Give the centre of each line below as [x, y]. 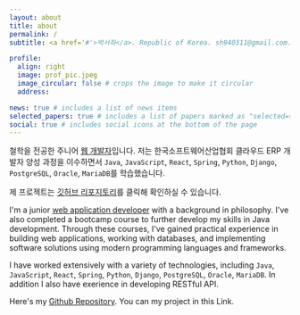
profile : [25, 59]
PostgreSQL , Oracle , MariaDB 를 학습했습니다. [87, 173]
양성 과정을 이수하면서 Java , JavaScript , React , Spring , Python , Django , [151, 162]
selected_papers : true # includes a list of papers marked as [127, 116]
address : [33, 91]
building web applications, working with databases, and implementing [137, 238]
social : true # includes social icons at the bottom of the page [133, 124]
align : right [42, 67]
